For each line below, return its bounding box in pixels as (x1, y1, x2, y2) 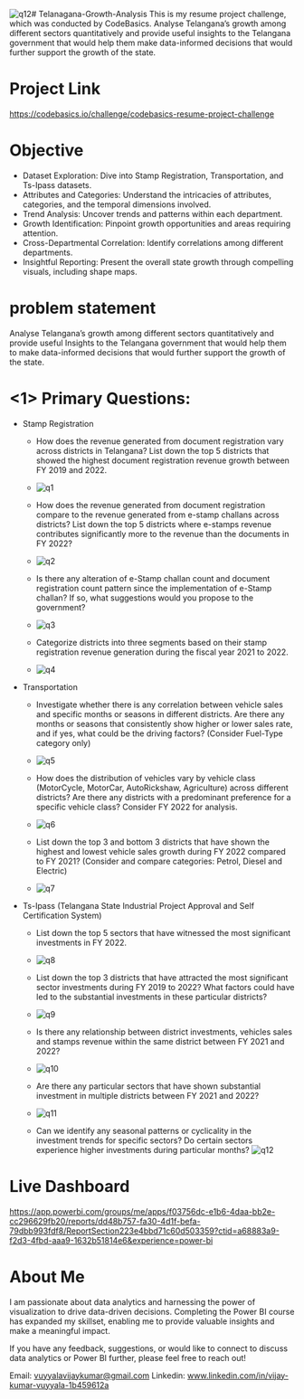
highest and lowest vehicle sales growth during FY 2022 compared (35, 846, 287, 856)
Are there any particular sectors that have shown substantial (35, 1081, 261, 1092)
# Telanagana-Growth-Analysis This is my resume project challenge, (31, 9, 287, 19)
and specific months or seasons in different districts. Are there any (35, 708, 285, 719)
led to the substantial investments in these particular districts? (35, 991, 268, 1002)
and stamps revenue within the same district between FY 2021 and (35, 1035, 285, 1046)
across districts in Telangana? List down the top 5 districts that (35, 445, 270, 456)
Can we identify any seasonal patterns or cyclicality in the (35, 1125, 252, 1136)
